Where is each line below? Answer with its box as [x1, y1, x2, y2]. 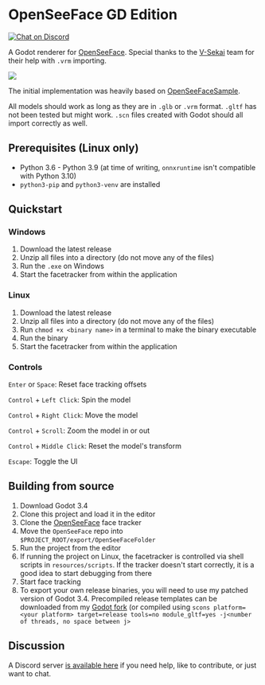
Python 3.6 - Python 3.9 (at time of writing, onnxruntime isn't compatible [19, 162, 256, 172]
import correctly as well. [8, 118, 88, 128]
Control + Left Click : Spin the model [8, 395, 131, 405]
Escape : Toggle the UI [8, 457, 78, 466]
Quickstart [8, 203, 63, 216]
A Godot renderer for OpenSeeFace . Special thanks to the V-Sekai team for [8, 47, 255, 56]
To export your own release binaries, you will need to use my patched [19, 585, 248, 594]
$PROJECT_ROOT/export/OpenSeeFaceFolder [19, 535, 156, 544]
